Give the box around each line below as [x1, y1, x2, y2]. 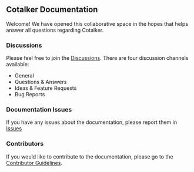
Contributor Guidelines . [6, 159, 63, 166]
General [14, 72, 34, 79]
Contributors [6, 140, 44, 148]
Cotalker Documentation [6, 5, 98, 15]
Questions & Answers [14, 79, 67, 86]
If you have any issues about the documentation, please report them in [6, 119, 178, 126]
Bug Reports [14, 91, 45, 98]
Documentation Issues [6, 106, 72, 114]
